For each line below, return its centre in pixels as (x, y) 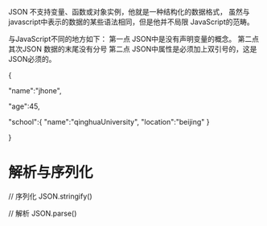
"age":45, (24, 106)
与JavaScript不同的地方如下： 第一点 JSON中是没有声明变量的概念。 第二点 (134, 39)
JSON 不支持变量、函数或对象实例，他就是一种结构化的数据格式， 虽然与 (129, 12)
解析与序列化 (51, 173)
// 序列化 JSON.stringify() (50, 196)
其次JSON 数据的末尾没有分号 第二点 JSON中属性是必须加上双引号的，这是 (133, 49)
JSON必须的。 (32, 59)
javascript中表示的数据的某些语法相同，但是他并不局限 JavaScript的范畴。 (131, 22)
